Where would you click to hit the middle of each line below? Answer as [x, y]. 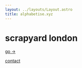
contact [13, 61]
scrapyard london [41, 38]
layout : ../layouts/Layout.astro [39, 9]
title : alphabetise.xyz [29, 14]
